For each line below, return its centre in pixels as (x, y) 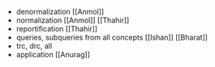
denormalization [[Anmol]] (60, 12)
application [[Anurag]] (53, 54)
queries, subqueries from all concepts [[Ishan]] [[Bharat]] (112, 37)
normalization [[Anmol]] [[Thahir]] (73, 20)
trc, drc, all (34, 46)
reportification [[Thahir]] (57, 29)
